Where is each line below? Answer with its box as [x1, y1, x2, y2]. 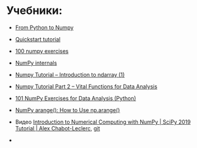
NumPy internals [15, 59, 57, 66]
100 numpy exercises [15, 47, 69, 55]
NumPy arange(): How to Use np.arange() [15, 106, 120, 113]
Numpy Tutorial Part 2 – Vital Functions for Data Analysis [15, 83, 157, 90]
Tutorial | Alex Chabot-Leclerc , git [15, 124, 101, 132]
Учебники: [6, 4, 63, 18]
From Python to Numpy [15, 24, 74, 31]
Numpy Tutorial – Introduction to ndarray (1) [15, 71, 125, 78]
